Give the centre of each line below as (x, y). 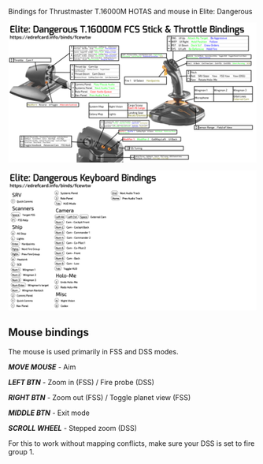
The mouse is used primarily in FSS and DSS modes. (93, 351)
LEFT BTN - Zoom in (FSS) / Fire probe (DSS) (81, 382)
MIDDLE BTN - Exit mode (49, 413)
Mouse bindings (48, 333)
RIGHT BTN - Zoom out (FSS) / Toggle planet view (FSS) (100, 397)
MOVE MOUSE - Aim (42, 367)
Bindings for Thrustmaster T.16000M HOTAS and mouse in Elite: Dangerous (130, 11)
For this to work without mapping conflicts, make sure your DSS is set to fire (131, 443)
